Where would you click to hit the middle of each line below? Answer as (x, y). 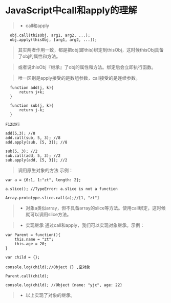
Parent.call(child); (27, 276)
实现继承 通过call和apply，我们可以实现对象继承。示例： (85, 225)
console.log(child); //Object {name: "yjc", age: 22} (64, 285)
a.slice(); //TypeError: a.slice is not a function (61, 189)
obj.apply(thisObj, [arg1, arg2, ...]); (54, 40)
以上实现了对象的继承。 (50, 295)
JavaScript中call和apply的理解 (71, 10)
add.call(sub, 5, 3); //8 (33, 138)
